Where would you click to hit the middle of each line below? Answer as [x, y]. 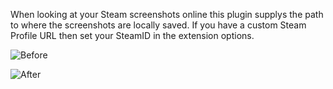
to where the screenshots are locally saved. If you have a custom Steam [158, 25]
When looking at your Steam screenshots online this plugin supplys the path [167, 14]
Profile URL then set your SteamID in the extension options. [132, 35]
